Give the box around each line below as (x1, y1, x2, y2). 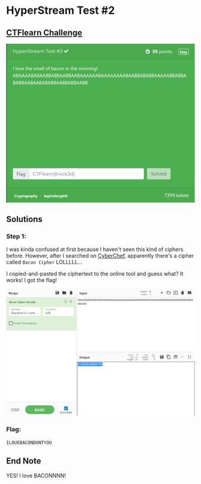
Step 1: (6, 232, 26, 241)
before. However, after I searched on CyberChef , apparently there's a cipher (6, 252, 194, 259)
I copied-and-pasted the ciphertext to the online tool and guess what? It (6, 270, 184, 277)
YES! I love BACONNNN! (6, 472, 66, 479)
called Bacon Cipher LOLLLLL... (6, 259, 83, 266)
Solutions (6, 214, 43, 225)
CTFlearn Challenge (6, 28, 83, 38)
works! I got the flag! (6, 277, 57, 284)
